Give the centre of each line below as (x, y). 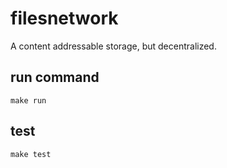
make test (31, 154)
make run (28, 100)
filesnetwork (64, 18)
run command (55, 77)
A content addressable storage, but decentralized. (113, 46)
